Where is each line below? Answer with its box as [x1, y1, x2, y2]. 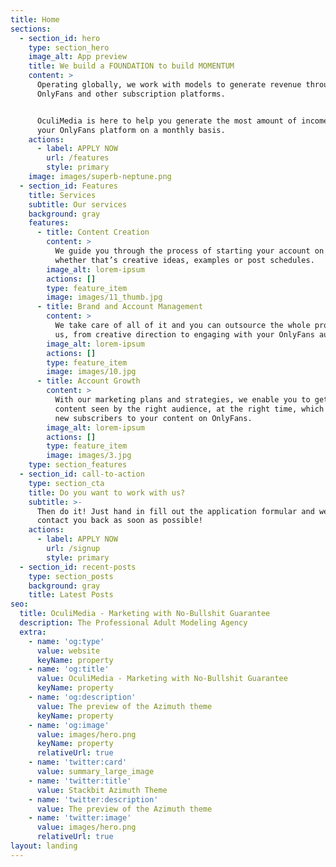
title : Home [10, 14, 60, 25]
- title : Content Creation [36, 227, 150, 238]
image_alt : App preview [28, 52, 128, 62]
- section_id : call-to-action [19, 469, 145, 479]
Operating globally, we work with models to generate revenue [36, 80, 302, 90]
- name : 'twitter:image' [28, 813, 132, 823]
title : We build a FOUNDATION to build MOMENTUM [28, 61, 235, 71]
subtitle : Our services [28, 199, 128, 210]
